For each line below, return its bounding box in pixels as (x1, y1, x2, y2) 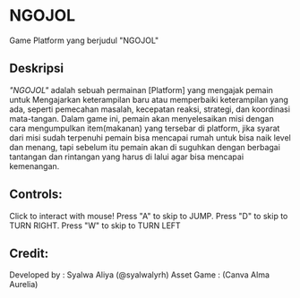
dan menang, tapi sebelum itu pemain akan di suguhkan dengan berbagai (9, 141, 280, 152)
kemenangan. (9, 160, 60, 171)
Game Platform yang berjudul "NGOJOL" (9, 35, 159, 46)
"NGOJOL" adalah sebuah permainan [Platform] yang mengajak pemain (9, 84, 273, 95)
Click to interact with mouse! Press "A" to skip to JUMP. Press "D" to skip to (9, 210, 288, 221)
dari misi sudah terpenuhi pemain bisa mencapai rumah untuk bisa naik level (9, 132, 291, 143)
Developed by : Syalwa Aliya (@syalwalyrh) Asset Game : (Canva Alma (9, 269, 270, 280)
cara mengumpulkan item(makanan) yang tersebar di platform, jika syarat (9, 123, 280, 133)
